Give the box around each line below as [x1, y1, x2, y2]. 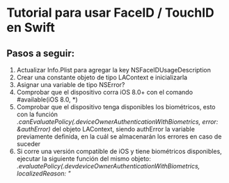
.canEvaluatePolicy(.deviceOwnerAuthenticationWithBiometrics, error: [16, 118, 219, 126]
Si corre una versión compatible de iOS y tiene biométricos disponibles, [16, 148, 222, 155]
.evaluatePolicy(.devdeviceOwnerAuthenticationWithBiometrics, [16, 162, 200, 170]
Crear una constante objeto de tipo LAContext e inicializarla [16, 73, 188, 81]
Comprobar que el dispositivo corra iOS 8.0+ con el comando [16, 88, 193, 96]
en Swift [6, 19, 55, 35]
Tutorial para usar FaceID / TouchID [6, 5, 214, 21]
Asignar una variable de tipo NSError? [16, 81, 125, 88]
